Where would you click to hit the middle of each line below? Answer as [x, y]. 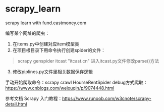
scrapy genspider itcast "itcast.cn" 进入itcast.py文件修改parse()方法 [88, 61]
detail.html [16, 104]
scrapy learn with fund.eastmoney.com [46, 23]
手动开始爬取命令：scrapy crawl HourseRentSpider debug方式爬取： [76, 82]
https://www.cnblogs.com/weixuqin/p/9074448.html [60, 88]
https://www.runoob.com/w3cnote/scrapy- [107, 98]
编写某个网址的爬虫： [27, 33]
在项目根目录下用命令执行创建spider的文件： [59, 50]
